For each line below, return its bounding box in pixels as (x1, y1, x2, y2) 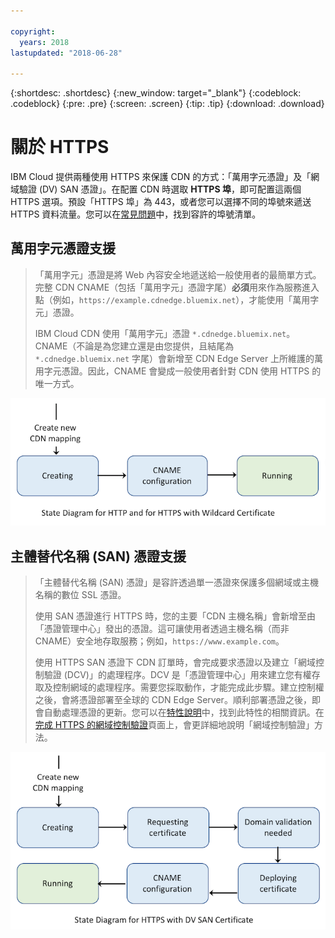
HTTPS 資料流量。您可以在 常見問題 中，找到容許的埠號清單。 (10, 208, 262, 220)
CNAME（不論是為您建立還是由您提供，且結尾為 (34, 340, 235, 352)
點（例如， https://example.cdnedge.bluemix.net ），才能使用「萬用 (34, 293, 311, 305)
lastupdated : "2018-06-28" (10, 48, 123, 58)
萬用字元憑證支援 (10, 240, 116, 257)
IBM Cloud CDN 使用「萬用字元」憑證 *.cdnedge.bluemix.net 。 (34, 327, 296, 339)
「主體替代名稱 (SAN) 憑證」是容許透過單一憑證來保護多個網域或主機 (34, 576, 320, 589)
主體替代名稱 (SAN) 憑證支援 (10, 548, 187, 565)
